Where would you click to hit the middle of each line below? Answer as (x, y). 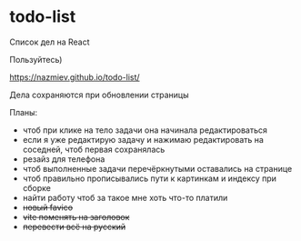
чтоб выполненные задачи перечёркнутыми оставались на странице (157, 168)
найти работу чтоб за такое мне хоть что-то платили (125, 197)
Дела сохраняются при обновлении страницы (99, 95)
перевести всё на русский (74, 226)
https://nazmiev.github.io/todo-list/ (75, 77)
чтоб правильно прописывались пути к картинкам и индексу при (150, 178)
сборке (37, 187)
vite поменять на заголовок (76, 216)
